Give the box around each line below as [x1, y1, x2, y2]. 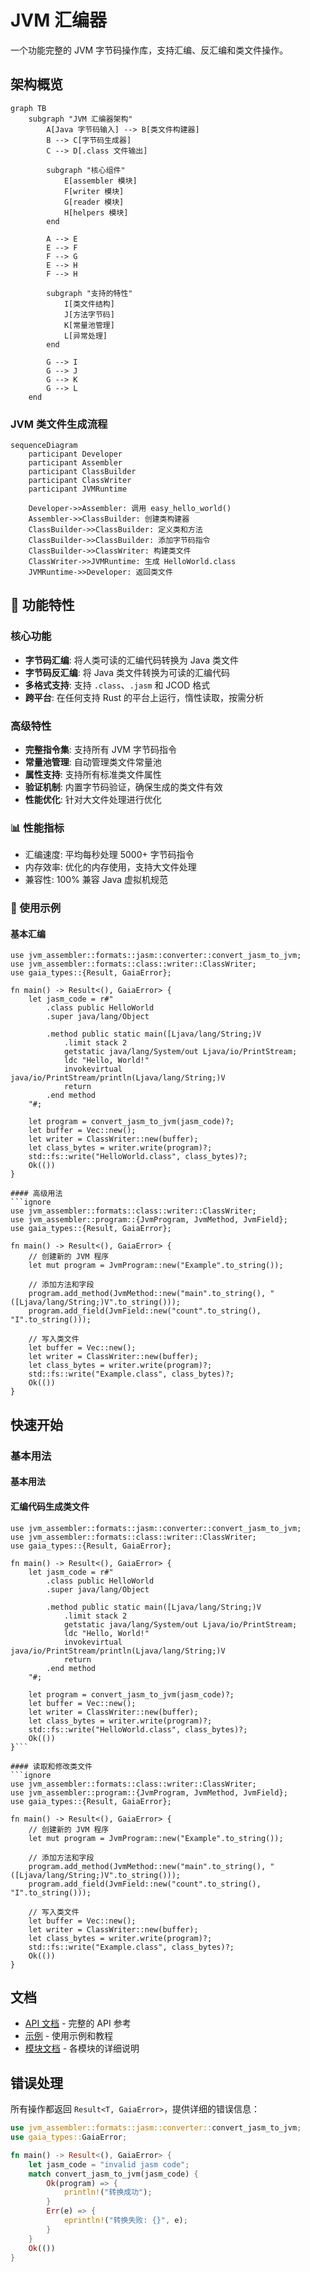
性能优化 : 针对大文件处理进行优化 [24, 794, 162, 806]
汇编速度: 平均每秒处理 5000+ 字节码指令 [24, 849, 195, 861]
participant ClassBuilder [28, 467, 137, 477]
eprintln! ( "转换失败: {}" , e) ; [63, 2216, 188, 2226]
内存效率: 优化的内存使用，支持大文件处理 [24, 861, 197, 873]
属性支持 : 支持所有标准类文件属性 [24, 769, 162, 781]
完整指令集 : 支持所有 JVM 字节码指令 [24, 744, 177, 756]
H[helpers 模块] [63, 207, 129, 218]
